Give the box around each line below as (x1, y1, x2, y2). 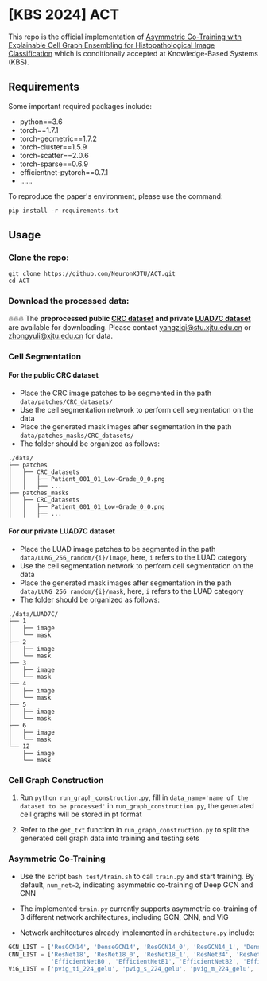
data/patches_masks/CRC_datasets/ (19, 432, 134, 440)
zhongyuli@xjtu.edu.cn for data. (8, 331, 114, 340)
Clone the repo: (8, 252, 70, 263)
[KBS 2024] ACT (8, 6, 120, 24)
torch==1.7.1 (19, 125, 59, 134)
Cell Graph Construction (8, 774, 104, 785)
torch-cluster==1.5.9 (19, 142, 87, 152)
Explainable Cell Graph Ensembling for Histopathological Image (8, 40, 215, 49)
